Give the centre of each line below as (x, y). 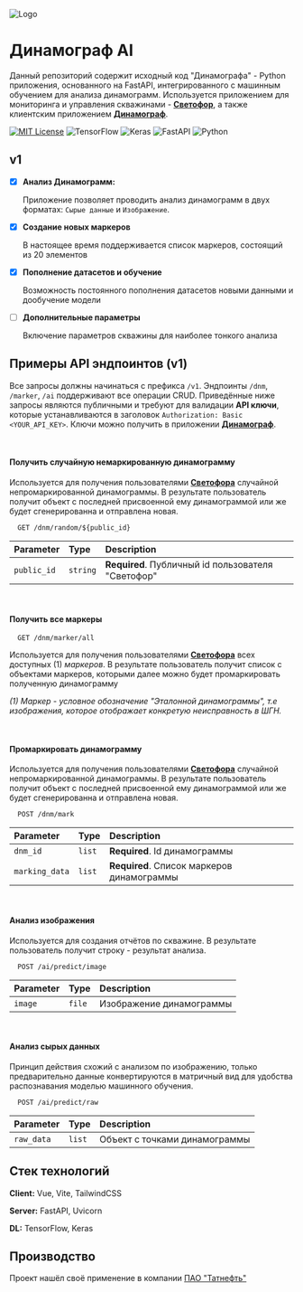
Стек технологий (60, 1171)
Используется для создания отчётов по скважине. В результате (133, 940)
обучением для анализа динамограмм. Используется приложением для (149, 94)
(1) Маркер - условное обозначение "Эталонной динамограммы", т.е (143, 702)
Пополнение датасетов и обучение (92, 272)
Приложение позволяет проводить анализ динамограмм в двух (146, 200)
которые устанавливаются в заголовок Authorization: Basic (126, 414)
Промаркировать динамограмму (76, 749)
